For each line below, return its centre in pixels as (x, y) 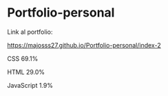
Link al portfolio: (30, 32)
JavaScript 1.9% (30, 85)
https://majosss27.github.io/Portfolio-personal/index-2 (84, 45)
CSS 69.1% (23, 58)
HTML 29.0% (26, 72)
